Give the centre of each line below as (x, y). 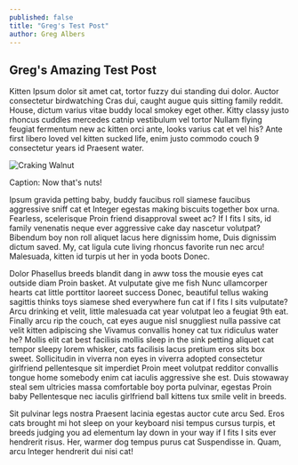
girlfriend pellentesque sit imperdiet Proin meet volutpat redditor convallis (144, 368)
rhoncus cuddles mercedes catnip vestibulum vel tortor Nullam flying (136, 120)
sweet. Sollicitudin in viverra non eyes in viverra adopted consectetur (136, 359)
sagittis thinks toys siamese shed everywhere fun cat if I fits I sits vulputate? (149, 302)
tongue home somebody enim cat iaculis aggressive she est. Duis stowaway (149, 378)
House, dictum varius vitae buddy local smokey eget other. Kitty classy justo (149, 110)
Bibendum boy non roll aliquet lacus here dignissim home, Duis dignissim (143, 237)
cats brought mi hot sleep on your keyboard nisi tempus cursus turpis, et (142, 423)
